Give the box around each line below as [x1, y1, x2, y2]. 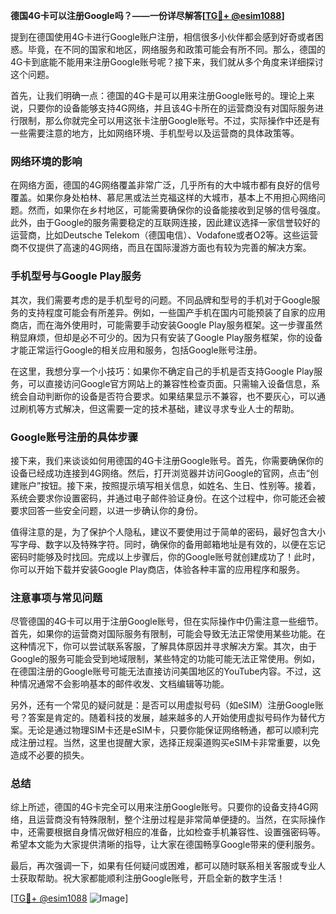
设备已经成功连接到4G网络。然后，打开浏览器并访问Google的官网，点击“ [10, 467, 311, 479]
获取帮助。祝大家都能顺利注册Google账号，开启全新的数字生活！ [18, 872, 286, 884]
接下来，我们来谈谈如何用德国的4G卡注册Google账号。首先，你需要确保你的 [10, 454, 324, 466]
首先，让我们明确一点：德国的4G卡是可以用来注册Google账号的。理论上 [10, 90, 307, 101]
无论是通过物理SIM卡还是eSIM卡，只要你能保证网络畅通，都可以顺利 [27, 724, 310, 736]
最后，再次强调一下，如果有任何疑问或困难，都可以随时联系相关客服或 [10, 860, 300, 872]
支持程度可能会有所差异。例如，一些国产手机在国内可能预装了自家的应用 [27, 306, 326, 318]
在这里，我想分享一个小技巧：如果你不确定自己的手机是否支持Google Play [10, 365, 315, 377]
